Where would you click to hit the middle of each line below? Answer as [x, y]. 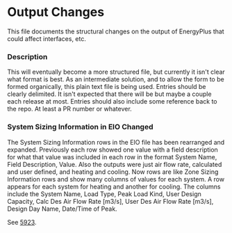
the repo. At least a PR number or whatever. [69, 109]
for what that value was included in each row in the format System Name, [112, 156]
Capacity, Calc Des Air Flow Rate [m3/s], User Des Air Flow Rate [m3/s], [110, 201]
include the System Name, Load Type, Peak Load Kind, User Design [104, 194]
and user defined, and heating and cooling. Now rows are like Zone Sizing [113, 172]
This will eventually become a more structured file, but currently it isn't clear [116, 72]
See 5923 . [22, 222]
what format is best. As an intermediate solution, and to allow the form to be [116, 79]
